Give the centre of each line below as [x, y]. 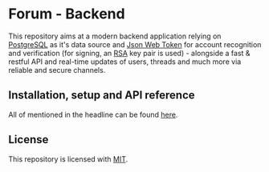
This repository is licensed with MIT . [68, 159]
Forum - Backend [67, 14]
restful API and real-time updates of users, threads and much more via [125, 62]
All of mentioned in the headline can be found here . [93, 114]
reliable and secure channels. [57, 70]
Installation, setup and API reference [102, 96]
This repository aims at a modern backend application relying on [115, 36]
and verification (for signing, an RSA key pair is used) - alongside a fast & [129, 53]
